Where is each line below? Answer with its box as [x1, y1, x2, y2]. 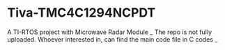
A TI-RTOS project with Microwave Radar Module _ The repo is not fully [7, 28, 212, 36]
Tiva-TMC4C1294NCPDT [7, 5, 156, 21]
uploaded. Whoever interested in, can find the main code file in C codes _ [7, 35, 218, 43]
